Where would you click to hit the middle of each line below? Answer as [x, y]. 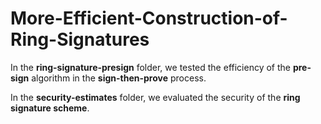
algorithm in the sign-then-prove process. [119, 78]
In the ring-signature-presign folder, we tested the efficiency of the [150, 67]
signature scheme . [50, 108]
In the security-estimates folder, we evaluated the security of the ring [155, 97]
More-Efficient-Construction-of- [149, 18]
